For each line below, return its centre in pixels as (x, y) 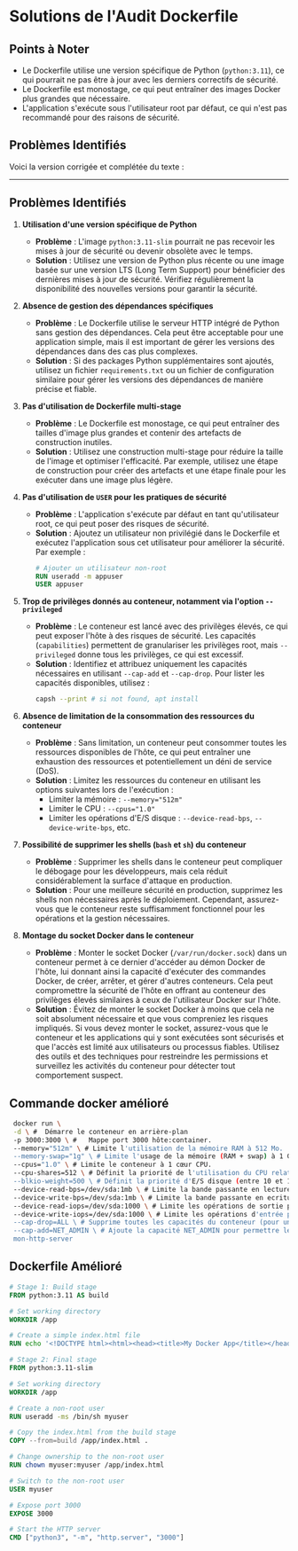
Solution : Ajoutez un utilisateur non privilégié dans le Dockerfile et (157, 533)
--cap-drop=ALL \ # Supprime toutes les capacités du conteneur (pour (146, 1222)
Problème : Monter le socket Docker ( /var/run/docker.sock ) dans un (161, 953)
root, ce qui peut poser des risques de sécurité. (122, 523)
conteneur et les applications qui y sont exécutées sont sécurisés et (160, 1038)
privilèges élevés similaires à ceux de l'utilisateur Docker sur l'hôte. (158, 1000)
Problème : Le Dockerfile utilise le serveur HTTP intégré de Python (157, 323)
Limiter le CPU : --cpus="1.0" (102, 809)
